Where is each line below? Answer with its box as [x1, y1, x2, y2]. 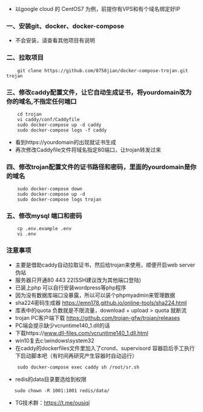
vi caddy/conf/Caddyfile [17, 116, 80, 122]
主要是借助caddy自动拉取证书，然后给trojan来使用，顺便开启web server [15, 261, 196, 268]
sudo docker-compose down [17, 186, 83, 192]
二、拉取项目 [6, 53, 44, 62]
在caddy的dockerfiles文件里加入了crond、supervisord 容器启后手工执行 [15, 344, 195, 351]
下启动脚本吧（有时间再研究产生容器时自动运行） [15, 352, 138, 359]
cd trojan [17, 111, 42, 117]
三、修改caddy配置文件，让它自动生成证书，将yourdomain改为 [6, 88, 192, 96]
